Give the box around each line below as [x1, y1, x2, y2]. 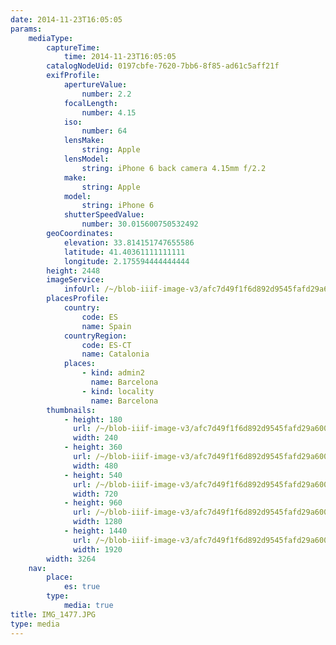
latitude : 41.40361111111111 [63, 247, 186, 257]
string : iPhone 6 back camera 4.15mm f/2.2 [81, 163, 267, 173]
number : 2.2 [81, 89, 132, 99]
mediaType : [28, 33, 74, 43]
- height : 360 [63, 442, 123, 453]
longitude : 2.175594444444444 [63, 256, 190, 266]
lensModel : [63, 154, 110, 164]
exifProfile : [46, 71, 101, 81]
